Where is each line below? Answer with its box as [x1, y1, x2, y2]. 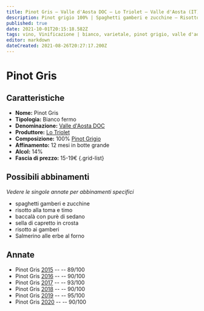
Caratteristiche [6, 93, 65, 103]
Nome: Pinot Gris [15, 109, 59, 116]
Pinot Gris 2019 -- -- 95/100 [15, 292, 85, 299]
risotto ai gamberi [15, 225, 59, 233]
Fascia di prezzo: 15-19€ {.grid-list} [15, 154, 104, 162]
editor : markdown [6, 37, 50, 43]
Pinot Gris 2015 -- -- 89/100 [15, 265, 85, 273]
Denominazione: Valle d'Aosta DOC [15, 122, 105, 129]
